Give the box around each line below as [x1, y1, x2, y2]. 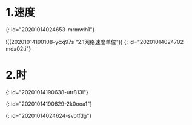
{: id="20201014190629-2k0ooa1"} [5, 100, 92, 107]
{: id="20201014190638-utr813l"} [5, 88, 89, 95]
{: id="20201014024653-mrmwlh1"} [5, 25, 95, 33]
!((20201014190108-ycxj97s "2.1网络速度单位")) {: [5, 38, 128, 45]
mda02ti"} [5, 45, 31, 52]
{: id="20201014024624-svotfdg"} [5, 112, 92, 119]
